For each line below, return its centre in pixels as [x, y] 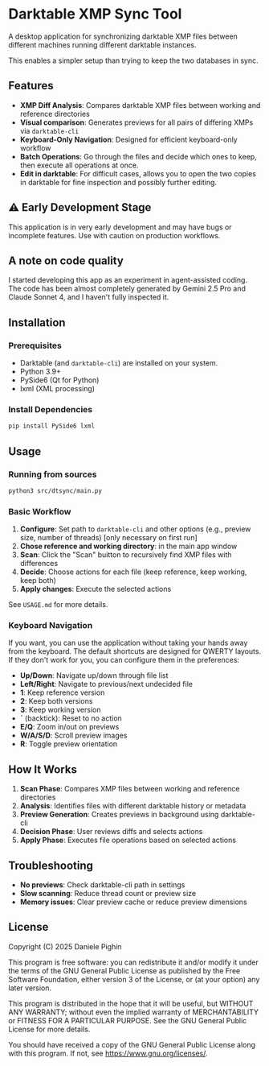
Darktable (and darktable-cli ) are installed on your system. [119, 363]
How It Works [43, 769]
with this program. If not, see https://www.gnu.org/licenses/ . [108, 1053]
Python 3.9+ [41, 372]
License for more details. [49, 1029]
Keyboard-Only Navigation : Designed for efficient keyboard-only [129, 139]
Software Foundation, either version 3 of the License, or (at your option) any [134, 979]
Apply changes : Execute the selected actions [96, 589]
